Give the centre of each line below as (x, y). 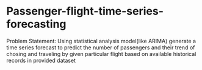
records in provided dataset (41, 60)
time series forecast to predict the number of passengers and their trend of (101, 47)
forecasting (36, 24)
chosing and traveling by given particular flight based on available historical (101, 54)
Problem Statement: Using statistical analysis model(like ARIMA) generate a (101, 41)
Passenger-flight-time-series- (85, 11)
